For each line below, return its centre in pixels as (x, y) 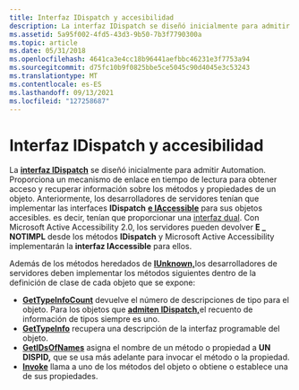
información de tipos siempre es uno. (91, 319)
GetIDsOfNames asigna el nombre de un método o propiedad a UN (146, 348)
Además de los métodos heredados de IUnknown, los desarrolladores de (143, 264)
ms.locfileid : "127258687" (60, 101)
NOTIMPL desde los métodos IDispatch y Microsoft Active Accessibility (142, 237)
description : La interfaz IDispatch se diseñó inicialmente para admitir (150, 26)
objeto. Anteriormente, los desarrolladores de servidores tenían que (134, 199)
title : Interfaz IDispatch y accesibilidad (92, 17)
